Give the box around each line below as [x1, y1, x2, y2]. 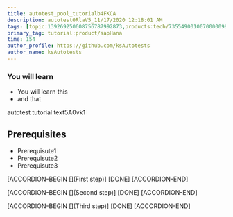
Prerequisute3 [17, 161, 58, 170]
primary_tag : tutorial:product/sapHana [7, 29, 123, 37]
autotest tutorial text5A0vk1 [7, 108, 86, 116]
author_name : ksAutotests [7, 49, 82, 56]
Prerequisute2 [17, 154, 58, 162]
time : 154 [7, 36, 36, 43]
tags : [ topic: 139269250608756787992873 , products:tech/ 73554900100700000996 [7, 23, 231, 30]
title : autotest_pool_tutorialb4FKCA [7, 10, 116, 17]
